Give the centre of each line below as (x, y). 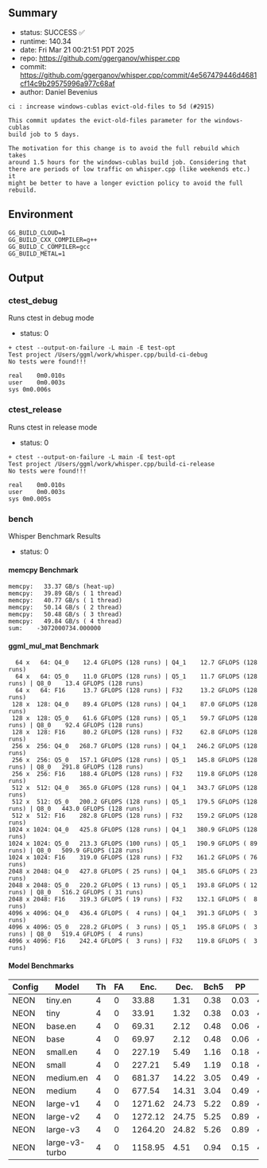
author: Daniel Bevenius (58, 91)
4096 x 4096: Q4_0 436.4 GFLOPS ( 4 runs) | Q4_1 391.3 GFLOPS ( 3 (133, 913)
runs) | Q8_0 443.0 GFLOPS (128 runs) (76, 809)
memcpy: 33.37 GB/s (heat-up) (62, 587)
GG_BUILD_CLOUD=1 (37, 233)
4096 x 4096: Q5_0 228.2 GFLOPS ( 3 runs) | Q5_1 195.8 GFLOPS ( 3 (133, 927)
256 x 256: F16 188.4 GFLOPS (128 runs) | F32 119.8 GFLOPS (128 (135, 774)
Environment (41, 214)
